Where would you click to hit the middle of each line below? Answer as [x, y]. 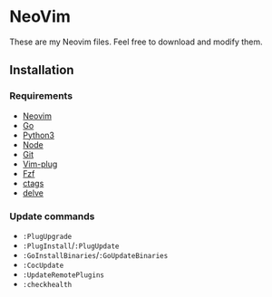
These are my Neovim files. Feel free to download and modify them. [136, 42]
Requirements [41, 96]
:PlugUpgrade [47, 236]
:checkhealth [47, 284]
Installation [42, 70]
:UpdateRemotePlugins [63, 275]
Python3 [38, 135]
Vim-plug [40, 164]
